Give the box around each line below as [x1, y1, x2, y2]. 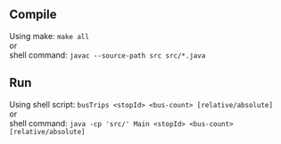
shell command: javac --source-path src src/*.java [9, 49, 206, 60]
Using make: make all [9, 30, 89, 41]
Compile [9, 7, 57, 22]
